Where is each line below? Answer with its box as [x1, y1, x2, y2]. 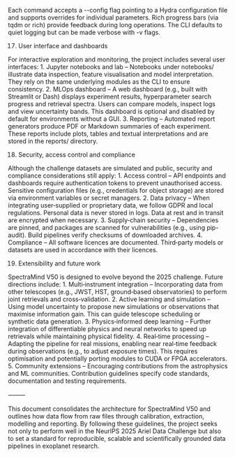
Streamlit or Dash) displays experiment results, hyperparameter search [8, 92, 212, 101]
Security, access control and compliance [17, 150, 135, 159]
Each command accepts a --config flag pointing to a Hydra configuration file [8, 6, 228, 14]
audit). [8, 231, 26, 239]
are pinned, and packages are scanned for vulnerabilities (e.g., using [8, 224, 205, 231]
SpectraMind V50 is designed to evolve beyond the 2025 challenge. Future [8, 273, 224, 281]
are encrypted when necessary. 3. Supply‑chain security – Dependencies [8, 216, 219, 224]
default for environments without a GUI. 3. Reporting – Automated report [8, 115, 215, 123]
